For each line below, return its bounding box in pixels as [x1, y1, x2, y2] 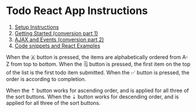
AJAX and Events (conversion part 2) [14, 36, 104, 43]
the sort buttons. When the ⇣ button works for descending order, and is [6, 93, 179, 100]
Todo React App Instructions [6, 4, 148, 18]
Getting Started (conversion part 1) [14, 29, 98, 36]
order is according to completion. [6, 75, 87, 83]
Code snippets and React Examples [14, 42, 101, 49]
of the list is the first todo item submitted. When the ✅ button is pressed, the [6, 69, 190, 76]
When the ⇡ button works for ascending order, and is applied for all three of [6, 87, 189, 94]
